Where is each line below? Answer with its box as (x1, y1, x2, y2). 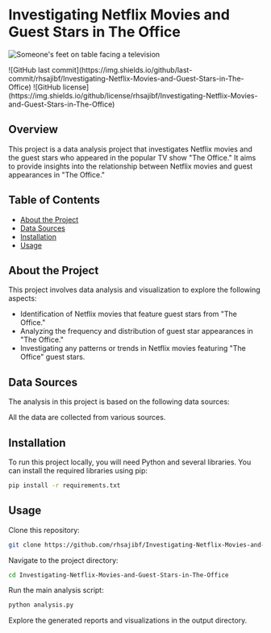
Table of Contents (8, 194, 101, 207)
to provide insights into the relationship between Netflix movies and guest (8, 161, 253, 171)
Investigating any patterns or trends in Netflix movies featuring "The (19, 344, 246, 353)
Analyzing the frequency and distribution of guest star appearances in (19, 327, 254, 336)
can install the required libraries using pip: (8, 466, 148, 475)
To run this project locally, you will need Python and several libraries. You (8, 457, 252, 467)
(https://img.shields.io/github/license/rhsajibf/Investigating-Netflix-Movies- (8, 90, 258, 100)
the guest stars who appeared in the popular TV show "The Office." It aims (8, 152, 256, 162)
